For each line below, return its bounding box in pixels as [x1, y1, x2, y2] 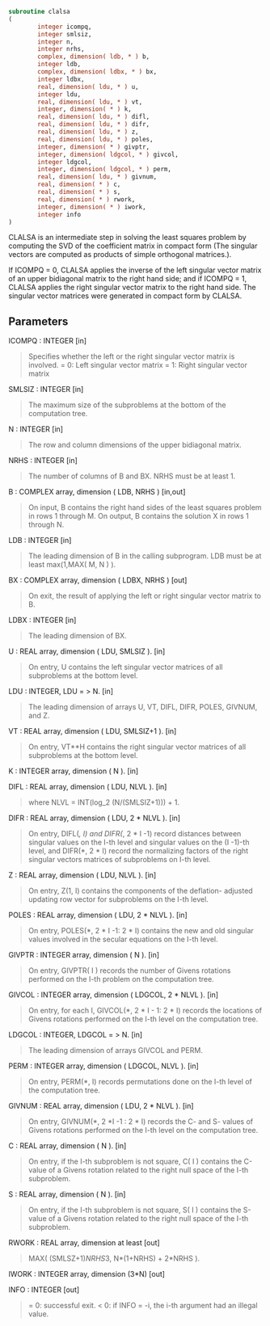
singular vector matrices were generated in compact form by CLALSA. [8, 291, 243, 301]
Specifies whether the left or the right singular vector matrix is [27, 351, 235, 361]
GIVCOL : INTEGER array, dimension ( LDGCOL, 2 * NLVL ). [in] [8, 990, 219, 1000]
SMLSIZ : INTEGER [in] [8, 385, 84, 394]
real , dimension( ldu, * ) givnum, [37, 173, 158, 181]
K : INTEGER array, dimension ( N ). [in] [8, 766, 139, 776]
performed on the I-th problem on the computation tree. [27, 975, 214, 984]
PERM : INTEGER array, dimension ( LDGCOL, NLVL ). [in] [8, 1061, 200, 1071]
